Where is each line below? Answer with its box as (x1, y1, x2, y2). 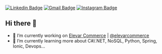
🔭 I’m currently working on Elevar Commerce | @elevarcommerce (12, 32, 149, 38)
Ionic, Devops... (12, 43, 46, 49)
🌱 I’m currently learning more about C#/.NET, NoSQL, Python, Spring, (12, 37, 157, 43)
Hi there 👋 (5, 19, 37, 27)
